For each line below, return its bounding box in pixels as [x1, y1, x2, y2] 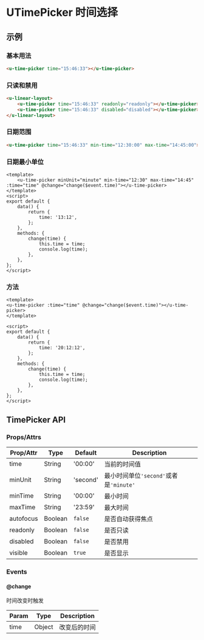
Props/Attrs [6, 433, 41, 441]
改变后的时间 [59, 623, 96, 631]
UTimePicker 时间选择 [6, 5, 118, 19]
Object [34, 623, 53, 631]
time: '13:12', [38, 214, 78, 221]
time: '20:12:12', [38, 345, 86, 351]
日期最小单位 [6, 158, 44, 166]
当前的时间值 [104, 460, 141, 468]
